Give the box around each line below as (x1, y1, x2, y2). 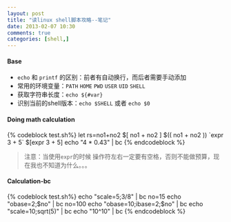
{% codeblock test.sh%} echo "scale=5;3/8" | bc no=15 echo (7, 192, 181, 201)
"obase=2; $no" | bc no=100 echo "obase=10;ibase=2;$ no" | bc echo (7, 199, 203, 208)
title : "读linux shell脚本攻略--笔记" (7, 17, 112, 23)
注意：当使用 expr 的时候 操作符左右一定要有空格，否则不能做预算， (23, 152, 214, 161)
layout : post (7, 10, 45, 17)
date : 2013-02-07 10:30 (7, 23, 76, 30)
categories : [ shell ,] (7, 36, 70, 43)
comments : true (7, 29, 51, 37)
